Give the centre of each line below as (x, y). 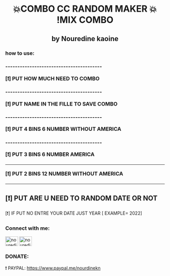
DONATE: (17, 257)
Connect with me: (28, 228)
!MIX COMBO (85, 20)
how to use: (20, 53)
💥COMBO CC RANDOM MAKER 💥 (85, 9)
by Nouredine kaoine (85, 39)
